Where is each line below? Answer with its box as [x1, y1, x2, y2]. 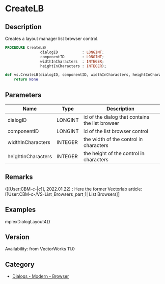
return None [14, 77, 38, 82]
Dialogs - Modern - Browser [12, 273, 69, 279]
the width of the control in [83, 136, 143, 142]
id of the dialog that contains [83, 113, 150, 120]
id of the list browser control [83, 128, 149, 135]
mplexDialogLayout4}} [5, 218, 51, 224]
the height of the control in [83, 150, 145, 157]
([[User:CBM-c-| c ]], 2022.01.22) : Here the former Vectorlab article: [5, 186, 142, 192]
